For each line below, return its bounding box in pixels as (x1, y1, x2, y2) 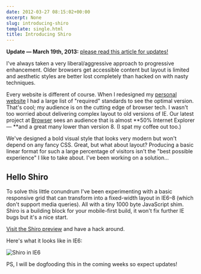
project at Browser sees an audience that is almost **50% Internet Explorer (6, 116, 195, 124)
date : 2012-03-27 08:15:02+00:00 (6, 8, 91, 15)
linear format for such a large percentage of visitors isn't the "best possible (6, 148, 193, 155)
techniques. (6, 79, 36, 87)
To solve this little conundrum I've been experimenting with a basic (6, 187, 173, 195)
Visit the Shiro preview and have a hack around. (6, 225, 125, 232)
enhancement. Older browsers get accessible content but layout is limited (6, 66, 190, 73)
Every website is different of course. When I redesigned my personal (6, 91, 177, 98)
